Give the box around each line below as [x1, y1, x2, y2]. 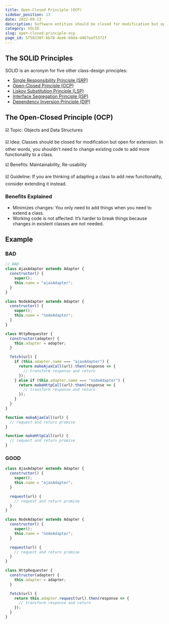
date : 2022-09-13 [5, 17, 42, 22]
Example [5, 235, 33, 244]
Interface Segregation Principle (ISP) [12, 93, 89, 99]
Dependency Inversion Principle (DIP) [12, 99, 91, 105]
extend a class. [12, 210, 44, 216]
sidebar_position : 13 [5, 12, 51, 17]
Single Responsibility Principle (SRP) [12, 77, 88, 83]
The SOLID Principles [5, 54, 73, 63]
